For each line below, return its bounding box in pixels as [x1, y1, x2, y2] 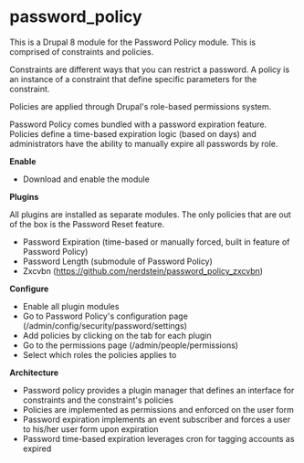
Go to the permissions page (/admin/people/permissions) [22, 340, 239, 351]
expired [22, 443, 52, 454]
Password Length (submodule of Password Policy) [22, 256, 213, 267]
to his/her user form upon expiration [22, 423, 159, 435]
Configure [9, 283, 49, 294]
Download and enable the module [22, 174, 151, 184]
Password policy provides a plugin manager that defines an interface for [22, 384, 295, 395]
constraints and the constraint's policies [22, 395, 173, 405]
